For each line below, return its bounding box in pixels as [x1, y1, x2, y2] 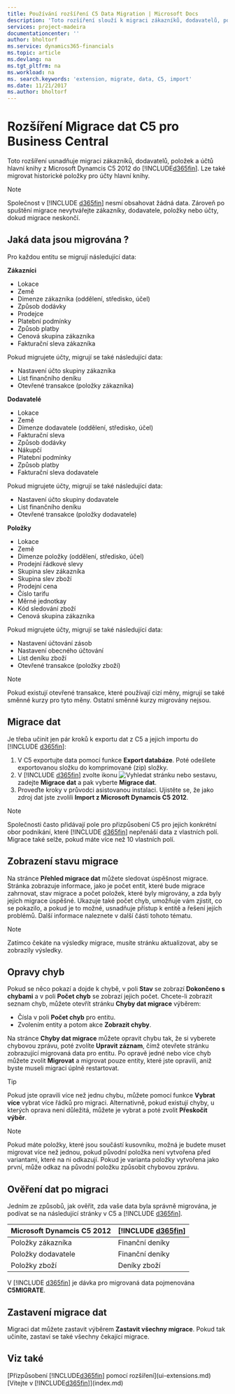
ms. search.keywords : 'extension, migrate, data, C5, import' [7, 75, 192, 83]
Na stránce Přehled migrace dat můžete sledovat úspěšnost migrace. [7, 874, 208, 882]
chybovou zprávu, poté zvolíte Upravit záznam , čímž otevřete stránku [7, 1041, 209, 1050]
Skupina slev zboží [17, 574, 72, 582]
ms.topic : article [7, 50, 61, 57]
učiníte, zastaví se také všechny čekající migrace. [7, 1332, 150, 1341]
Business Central [7, 134, 109, 149]
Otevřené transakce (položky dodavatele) [17, 510, 137, 519]
